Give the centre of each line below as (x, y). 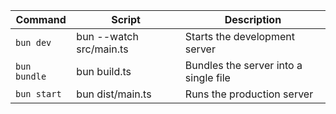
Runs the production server (249, 94)
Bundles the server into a (243, 65)
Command (41, 19)
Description (253, 19)
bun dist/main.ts (114, 94)
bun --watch (107, 36)
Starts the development (239, 36)
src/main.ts (102, 49)
